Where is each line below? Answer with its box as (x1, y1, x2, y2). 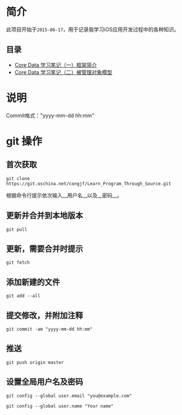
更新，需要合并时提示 (6, 244, 83, 254)
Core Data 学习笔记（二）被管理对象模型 (14, 69, 112, 76)
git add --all (6, 293, 41, 299)
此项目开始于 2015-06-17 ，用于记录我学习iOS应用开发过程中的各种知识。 (6, 26, 180, 33)
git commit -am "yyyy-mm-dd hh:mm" (6, 326, 93, 332)
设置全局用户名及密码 (6, 377, 83, 387)
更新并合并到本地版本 (6, 210, 83, 220)
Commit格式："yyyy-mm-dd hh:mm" (6, 112, 95, 119)
